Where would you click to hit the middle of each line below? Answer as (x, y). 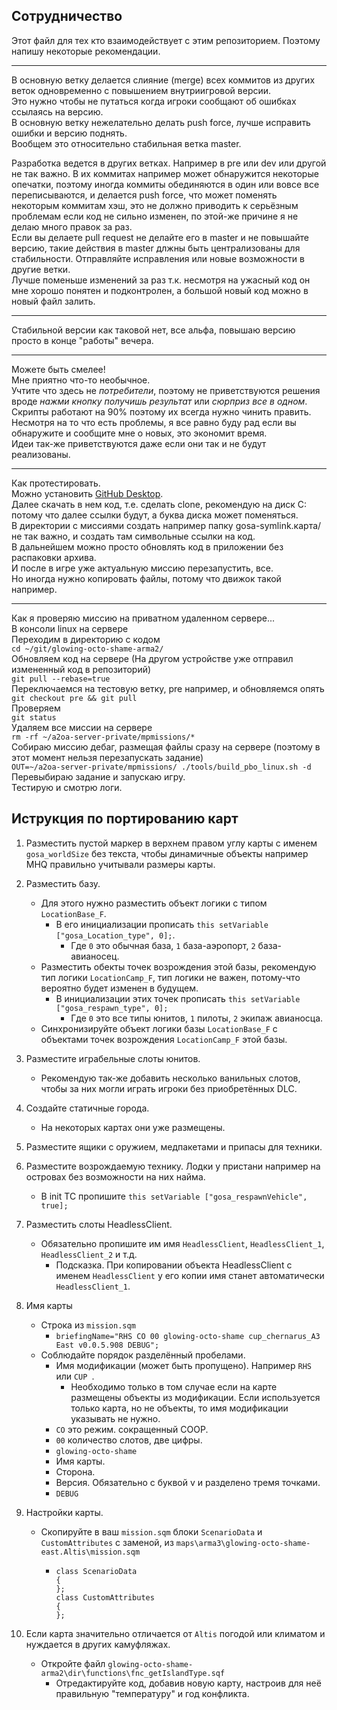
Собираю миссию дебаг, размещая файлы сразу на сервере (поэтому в (166, 746)
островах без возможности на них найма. (115, 1176)
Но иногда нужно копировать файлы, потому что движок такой (146, 578)
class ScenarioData (96, 1571)
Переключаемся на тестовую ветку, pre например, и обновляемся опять (168, 688)
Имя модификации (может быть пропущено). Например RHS (183, 1365)
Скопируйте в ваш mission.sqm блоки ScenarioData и (151, 1531)
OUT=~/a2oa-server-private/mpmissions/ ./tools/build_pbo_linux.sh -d (161, 767)
